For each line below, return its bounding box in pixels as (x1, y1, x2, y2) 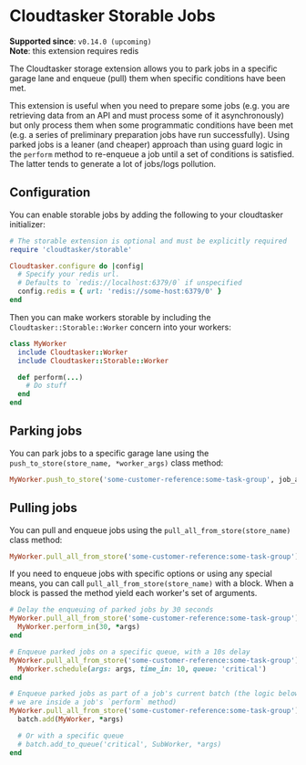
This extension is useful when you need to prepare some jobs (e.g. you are (9, 100, 290, 110)
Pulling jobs (9, 500, 77, 516)
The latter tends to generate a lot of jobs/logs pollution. (9, 158, 217, 169)
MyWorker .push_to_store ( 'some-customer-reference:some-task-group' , (9, 475, 275, 484)
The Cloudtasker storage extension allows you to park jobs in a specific (9, 63, 278, 74)
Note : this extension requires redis (9, 45, 139, 56)
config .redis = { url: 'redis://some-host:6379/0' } (17, 287, 222, 297)
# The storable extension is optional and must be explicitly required (9, 236, 287, 246)
